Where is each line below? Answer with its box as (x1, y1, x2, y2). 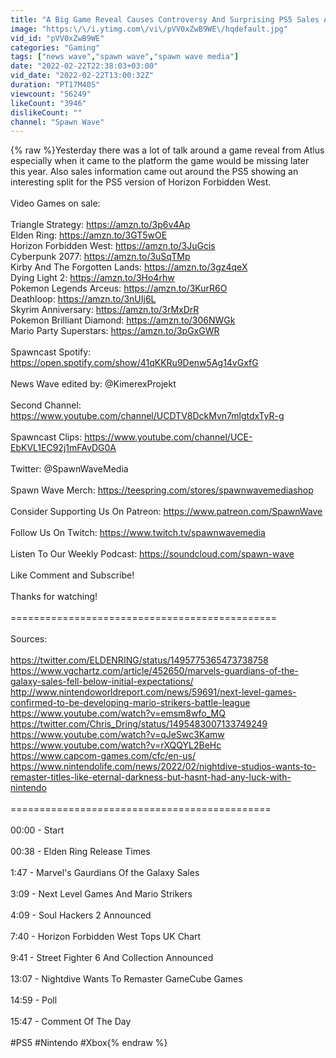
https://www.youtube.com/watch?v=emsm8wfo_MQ (10, 707, 226, 720)
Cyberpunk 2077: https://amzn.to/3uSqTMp (10, 251, 191, 263)
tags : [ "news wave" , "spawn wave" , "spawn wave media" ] (10, 52, 240, 62)
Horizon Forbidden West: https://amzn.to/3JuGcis (10, 240, 216, 252)
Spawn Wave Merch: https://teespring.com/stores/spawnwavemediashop (10, 484, 314, 496)
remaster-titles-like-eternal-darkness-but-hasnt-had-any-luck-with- (10, 771, 292, 783)
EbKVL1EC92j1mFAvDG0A (10, 442, 117, 454)
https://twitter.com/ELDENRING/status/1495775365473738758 (10, 654, 269, 666)
